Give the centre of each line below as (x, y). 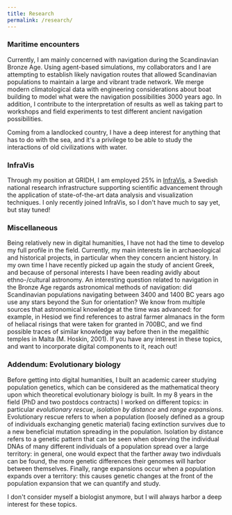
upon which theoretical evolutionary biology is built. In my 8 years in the (110, 395)
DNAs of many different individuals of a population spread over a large (108, 446)
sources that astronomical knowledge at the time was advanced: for (104, 310)
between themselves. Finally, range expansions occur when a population (111, 468)
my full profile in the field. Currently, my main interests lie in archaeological (114, 251)
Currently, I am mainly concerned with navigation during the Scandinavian (113, 59)
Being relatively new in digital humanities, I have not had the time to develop (116, 243)
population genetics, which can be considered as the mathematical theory (113, 387)
